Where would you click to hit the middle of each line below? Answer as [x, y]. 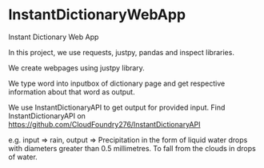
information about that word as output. [72, 92]
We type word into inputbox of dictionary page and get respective [117, 83]
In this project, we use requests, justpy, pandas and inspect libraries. [121, 52]
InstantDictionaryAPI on [47, 116]
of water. [23, 157]
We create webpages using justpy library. [77, 68]
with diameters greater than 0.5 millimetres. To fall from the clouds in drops [132, 148]
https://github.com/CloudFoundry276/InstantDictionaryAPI [104, 124]
